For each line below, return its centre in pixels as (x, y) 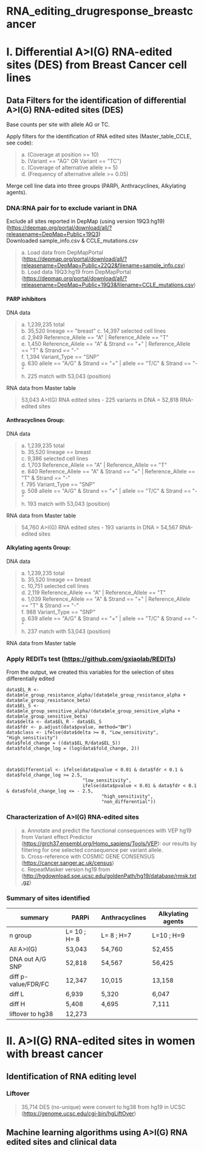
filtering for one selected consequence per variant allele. (92, 850)
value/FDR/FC (29, 984)
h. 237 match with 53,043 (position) (66, 631)
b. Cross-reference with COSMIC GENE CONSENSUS (88, 856)
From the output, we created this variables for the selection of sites (90, 672)
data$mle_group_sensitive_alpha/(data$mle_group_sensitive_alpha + (93, 711)
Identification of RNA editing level (71, 1076)
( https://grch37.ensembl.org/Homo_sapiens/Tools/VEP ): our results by (109, 843)
